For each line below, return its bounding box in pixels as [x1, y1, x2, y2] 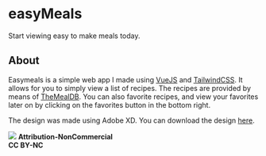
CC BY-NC [8, 140, 44, 150]
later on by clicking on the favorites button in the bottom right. [8, 100, 211, 109]
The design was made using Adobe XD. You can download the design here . [8, 116, 256, 125]
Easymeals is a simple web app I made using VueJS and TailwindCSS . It [8, 74, 244, 84]
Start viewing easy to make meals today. [8, 31, 141, 40]
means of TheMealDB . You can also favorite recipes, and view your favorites [8, 92, 259, 101]
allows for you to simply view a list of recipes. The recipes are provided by [8, 83, 252, 93]
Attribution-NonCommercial [17, 131, 114, 141]
